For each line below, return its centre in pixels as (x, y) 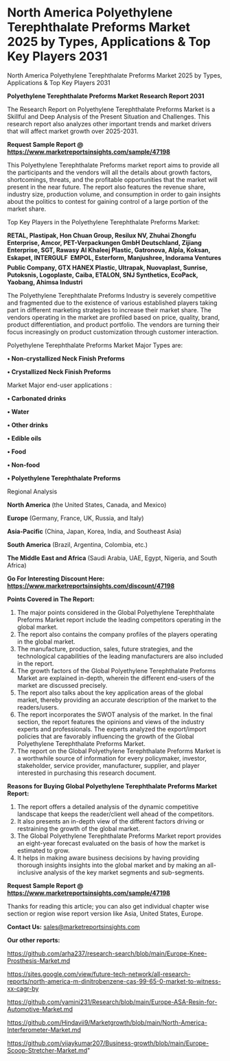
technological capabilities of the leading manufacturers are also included (120, 656)
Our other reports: (34, 940)
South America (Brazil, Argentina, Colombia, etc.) (78, 544)
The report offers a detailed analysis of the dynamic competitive (108, 806)
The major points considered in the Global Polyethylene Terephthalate (116, 612)
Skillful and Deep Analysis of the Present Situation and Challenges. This (108, 116)
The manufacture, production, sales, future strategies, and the (105, 649)
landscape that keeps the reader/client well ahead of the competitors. (115, 814)
